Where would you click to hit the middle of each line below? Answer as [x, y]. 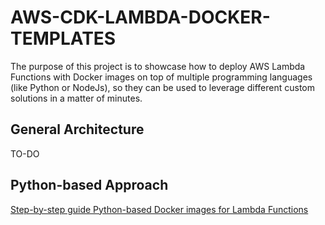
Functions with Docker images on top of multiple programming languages [161, 77]
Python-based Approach [89, 185]
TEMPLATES [63, 38]
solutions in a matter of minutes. [76, 98]
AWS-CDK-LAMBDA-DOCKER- [140, 17]
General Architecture [77, 129]
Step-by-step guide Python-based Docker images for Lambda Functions [159, 209]
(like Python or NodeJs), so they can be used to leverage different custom [162, 87]
